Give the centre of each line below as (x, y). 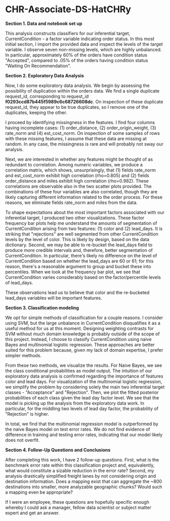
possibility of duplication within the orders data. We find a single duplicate (82, 91)
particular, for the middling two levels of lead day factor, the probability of (82, 409)
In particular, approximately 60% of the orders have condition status (76, 55)
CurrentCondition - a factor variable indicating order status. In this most (80, 39)
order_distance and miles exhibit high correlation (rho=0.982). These (77, 181)
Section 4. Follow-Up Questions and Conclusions (58, 450)
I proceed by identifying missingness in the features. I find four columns (80, 122)
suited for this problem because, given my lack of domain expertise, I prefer (84, 350)
